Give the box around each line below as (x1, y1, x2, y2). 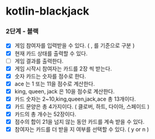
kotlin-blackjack (5, 4, 89, 18)
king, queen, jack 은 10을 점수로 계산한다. (14, 87, 115, 95)
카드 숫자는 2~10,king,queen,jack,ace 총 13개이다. (14, 95, 136, 103)
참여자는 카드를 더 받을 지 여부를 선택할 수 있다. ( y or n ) (14, 126, 150, 133)
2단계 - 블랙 (5, 27, 39, 36)
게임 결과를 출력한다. (14, 57, 64, 64)
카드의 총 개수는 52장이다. (14, 110, 77, 118)
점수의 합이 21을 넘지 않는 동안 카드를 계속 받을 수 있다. (14, 118, 145, 126)
